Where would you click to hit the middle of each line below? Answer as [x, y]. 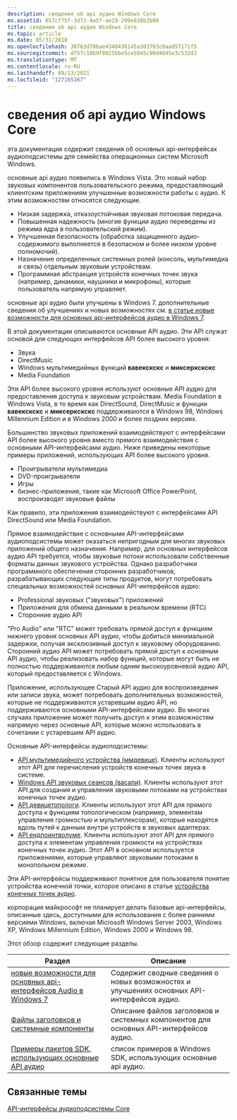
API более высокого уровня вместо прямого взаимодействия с [103, 440]
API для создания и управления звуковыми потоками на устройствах [122, 790]
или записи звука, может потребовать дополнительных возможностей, [115, 695]
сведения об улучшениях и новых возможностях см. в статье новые [111, 310]
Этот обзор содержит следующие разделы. [73, 943]
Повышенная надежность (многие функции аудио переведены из [116, 222]
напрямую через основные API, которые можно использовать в [104, 725]
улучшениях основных [149, 991]
